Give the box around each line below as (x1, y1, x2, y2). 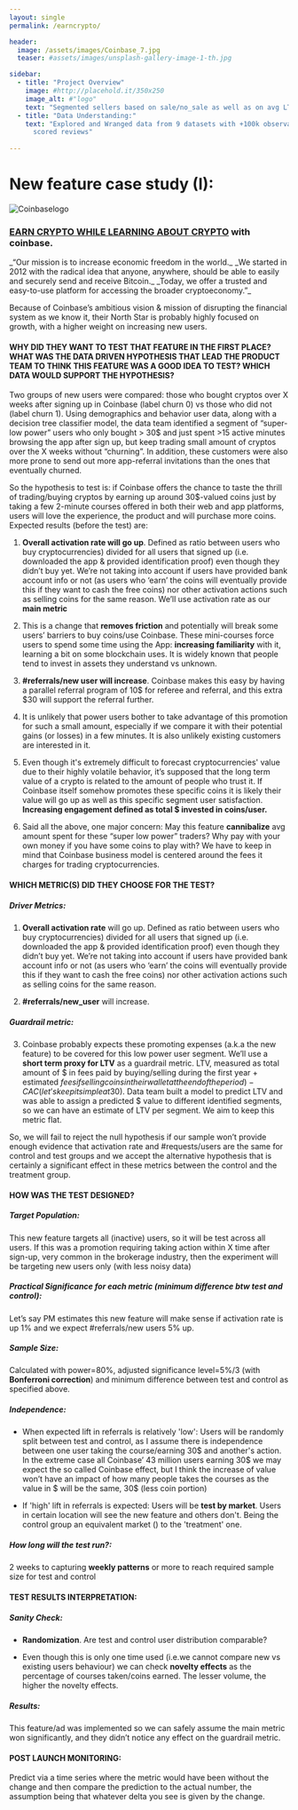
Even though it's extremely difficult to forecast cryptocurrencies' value (21, 757, 281, 768)
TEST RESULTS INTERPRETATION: (9, 1592, 137, 1602)
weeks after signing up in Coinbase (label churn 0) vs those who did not (9, 399, 272, 409)
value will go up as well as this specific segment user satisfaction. (21, 795, 263, 806)
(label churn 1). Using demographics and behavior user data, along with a (9, 409, 278, 419)
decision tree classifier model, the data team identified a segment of (9, 418, 259, 429)
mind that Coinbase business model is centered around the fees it (21, 850, 263, 861)
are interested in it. (21, 740, 91, 750)
